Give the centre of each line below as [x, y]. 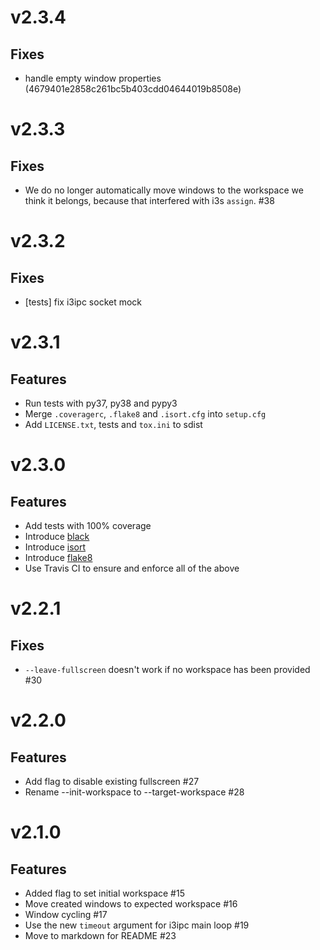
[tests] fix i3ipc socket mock [83, 302]
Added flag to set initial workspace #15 [104, 893]
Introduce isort [55, 547]
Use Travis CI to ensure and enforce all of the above [132, 568]
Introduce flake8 [58, 557]
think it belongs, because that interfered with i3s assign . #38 [149, 200]
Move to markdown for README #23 [100, 935]
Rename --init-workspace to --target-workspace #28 [134, 792]
